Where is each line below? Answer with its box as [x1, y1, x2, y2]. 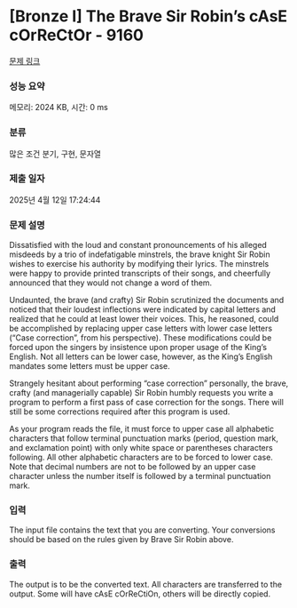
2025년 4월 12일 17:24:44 [9, 194, 101, 205]
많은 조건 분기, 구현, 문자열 [9, 148, 102, 159]
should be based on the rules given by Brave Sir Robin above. [9, 534, 234, 545]
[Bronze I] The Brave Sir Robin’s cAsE [9, 6, 288, 27]
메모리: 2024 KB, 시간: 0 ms [9, 102, 108, 113]
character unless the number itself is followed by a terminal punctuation [9, 471, 271, 482]
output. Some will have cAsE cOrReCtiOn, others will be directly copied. [9, 588, 271, 599]
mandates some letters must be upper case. [9, 361, 170, 372]
